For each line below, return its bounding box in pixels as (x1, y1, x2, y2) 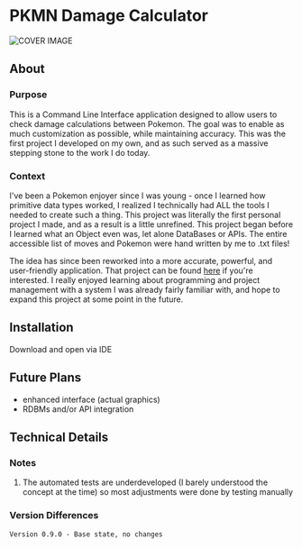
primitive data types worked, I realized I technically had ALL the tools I (9, 199, 270, 210)
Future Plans (9, 370, 82, 386)
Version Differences (9, 509, 99, 522)
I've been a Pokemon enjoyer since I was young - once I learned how (9, 190, 266, 201)
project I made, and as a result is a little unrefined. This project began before (9, 218, 294, 230)
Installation (9, 320, 74, 335)
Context (9, 169, 46, 182)
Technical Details (9, 429, 109, 444)
